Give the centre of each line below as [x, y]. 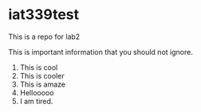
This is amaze [43, 84]
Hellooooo [37, 92]
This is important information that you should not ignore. [100, 52]
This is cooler [42, 75]
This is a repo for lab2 [44, 37]
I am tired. [36, 101]
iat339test [44, 15]
